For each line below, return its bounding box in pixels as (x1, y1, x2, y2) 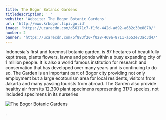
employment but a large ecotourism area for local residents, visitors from (5, 75, 156, 81)
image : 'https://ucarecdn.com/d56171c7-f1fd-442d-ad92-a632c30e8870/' (5, 26, 156, 31)
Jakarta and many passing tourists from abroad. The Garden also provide (5, 80, 157, 86)
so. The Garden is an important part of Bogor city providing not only (5, 70, 145, 76)
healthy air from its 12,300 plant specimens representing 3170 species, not (5, 86, 159, 92)
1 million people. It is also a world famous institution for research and (5, 59, 147, 65)
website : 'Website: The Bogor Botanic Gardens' (5, 16, 107, 21)
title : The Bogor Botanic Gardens (5, 7, 78, 12)
